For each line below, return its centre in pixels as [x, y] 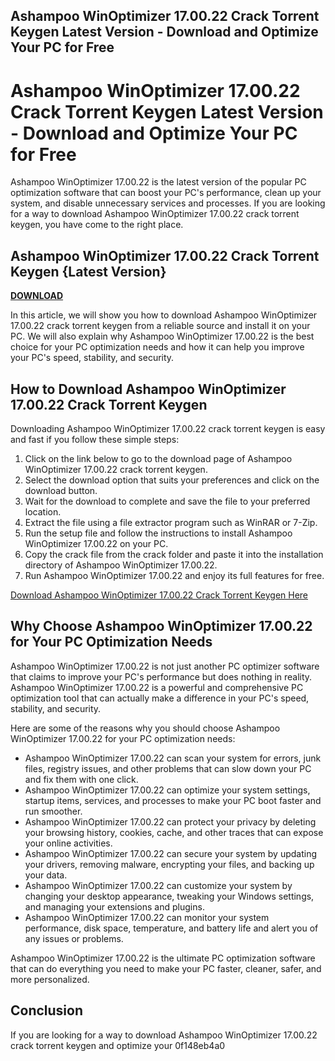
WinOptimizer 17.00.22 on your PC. [96, 543]
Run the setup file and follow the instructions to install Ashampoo [158, 533]
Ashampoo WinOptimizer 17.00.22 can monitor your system [147, 917]
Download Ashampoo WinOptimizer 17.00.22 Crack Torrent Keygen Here [159, 595]
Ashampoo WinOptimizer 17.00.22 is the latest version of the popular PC [158, 182]
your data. [46, 875]
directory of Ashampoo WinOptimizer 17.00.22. [121, 565]
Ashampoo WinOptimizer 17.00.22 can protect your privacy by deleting [170, 821]
